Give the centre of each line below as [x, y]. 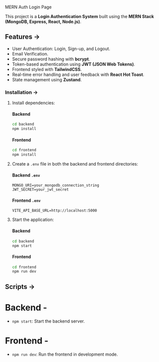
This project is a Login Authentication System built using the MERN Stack [79, 16]
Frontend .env [26, 200]
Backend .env [26, 175]
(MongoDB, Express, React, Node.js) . [43, 22]
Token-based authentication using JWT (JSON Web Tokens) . [73, 64]
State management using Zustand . [47, 79]
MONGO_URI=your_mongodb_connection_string [56, 185]
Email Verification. [30, 54]
